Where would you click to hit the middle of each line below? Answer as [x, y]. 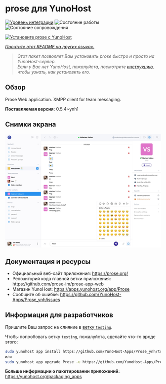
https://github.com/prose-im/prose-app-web [58, 284]
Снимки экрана [31, 125]
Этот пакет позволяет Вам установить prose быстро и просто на [86, 56]
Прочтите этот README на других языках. [50, 46]
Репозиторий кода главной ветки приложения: [62, 279]
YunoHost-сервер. [36, 61]
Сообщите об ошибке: [36, 294]
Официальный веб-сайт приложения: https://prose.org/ [70, 273]
